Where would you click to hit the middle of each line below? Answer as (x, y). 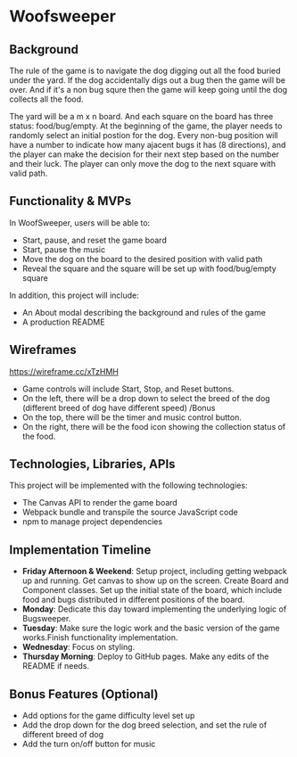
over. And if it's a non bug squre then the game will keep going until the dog (148, 90)
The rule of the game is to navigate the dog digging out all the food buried (145, 70)
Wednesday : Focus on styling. (78, 647)
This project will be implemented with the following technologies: (128, 485)
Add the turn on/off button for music (89, 744)
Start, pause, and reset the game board (94, 240)
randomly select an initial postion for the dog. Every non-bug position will (144, 135)
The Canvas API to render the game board (100, 503)
